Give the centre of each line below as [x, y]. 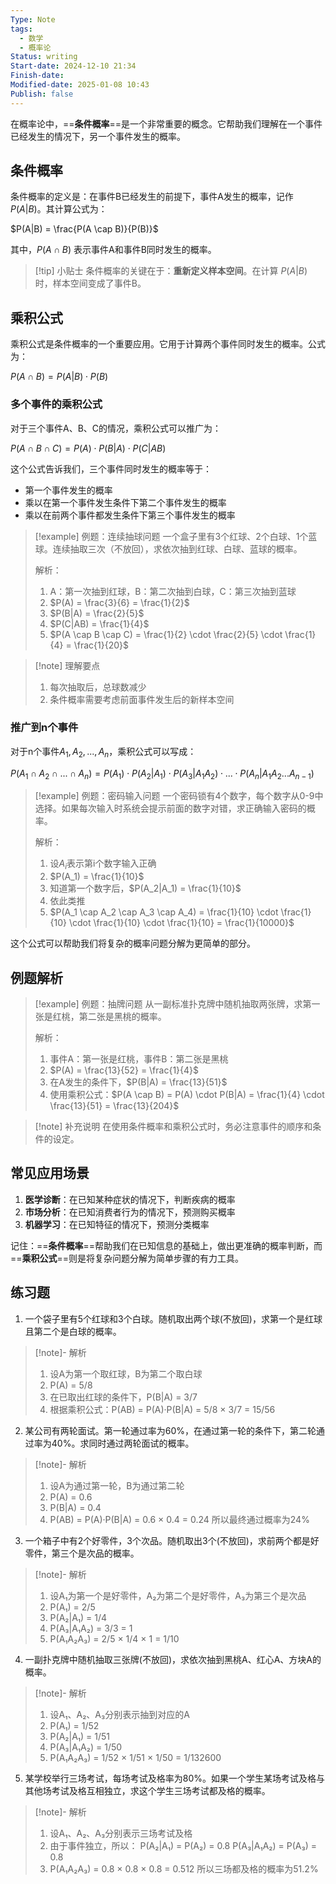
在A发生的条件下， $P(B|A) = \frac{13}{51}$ [138, 1082]
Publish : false [42, 94]
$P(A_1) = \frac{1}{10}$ [97, 877]
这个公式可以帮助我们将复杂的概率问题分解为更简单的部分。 [133, 943]
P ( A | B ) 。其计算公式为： [59, 209]
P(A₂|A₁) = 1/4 [78, 1617]
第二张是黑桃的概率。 [122, 1017]
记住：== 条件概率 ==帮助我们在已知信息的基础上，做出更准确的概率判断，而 [166, 1245]
